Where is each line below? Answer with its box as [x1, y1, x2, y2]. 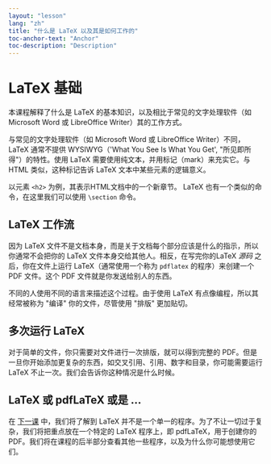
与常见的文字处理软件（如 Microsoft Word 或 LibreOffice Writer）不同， [8, 135, 245, 144]
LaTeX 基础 [8, 79, 82, 98]
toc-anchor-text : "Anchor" [8, 34, 99, 43]
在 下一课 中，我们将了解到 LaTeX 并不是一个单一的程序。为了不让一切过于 [8, 416, 256, 426]
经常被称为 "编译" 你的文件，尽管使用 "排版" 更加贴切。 [8, 298, 192, 307]
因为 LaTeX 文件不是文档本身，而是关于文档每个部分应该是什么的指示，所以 [8, 240, 259, 250]
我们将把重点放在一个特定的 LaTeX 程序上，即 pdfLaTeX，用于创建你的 [22, 426, 257, 436]
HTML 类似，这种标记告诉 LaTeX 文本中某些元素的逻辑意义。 [8, 165, 211, 174]
